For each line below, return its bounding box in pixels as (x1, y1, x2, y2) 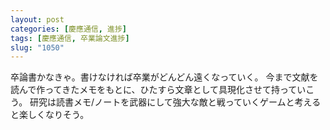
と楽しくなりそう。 (10, 109, 90, 121)
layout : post (10, 14, 65, 25)
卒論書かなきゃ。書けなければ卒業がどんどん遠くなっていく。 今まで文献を (10, 71, 319, 83)
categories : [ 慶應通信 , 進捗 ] (10, 24, 127, 34)
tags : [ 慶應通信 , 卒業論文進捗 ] (10, 33, 130, 43)
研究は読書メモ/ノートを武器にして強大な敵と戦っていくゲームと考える (29, 96, 322, 108)
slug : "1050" (10, 42, 65, 53)
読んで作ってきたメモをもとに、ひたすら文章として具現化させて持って (10, 84, 298, 96)
